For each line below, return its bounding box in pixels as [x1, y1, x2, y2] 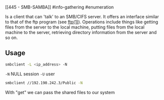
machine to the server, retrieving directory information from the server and [5, 30, 157, 35]
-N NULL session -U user [5, 71, 55, 77]
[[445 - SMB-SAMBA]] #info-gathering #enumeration [5, 4, 114, 10]
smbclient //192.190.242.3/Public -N [5, 80, 83, 85]
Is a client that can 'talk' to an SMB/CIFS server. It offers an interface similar [5, 14, 159, 19]
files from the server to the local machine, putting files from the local [5, 24, 145, 30]
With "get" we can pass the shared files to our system [5, 89, 115, 95]
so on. [5, 34, 18, 40]
